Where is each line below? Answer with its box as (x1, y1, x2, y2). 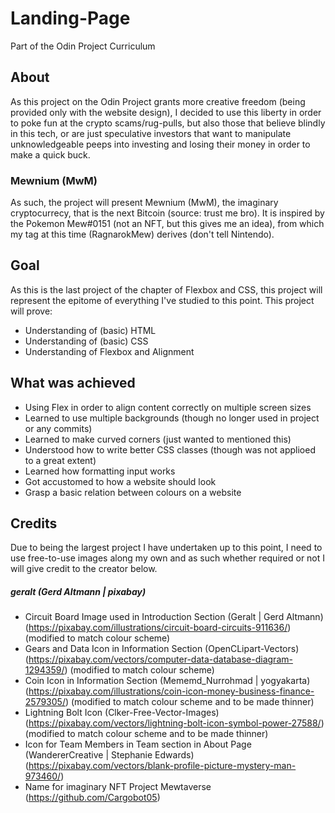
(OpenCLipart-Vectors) (204, 643, 300, 655)
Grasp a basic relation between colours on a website (24, 486, 242, 498)
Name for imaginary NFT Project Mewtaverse (24, 781, 212, 793)
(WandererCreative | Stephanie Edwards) (24, 749, 195, 761)
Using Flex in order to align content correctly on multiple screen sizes (24, 401, 312, 413)
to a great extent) (24, 454, 97, 466)
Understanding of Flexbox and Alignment (24, 345, 195, 357)
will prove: (10, 305, 53, 317)
